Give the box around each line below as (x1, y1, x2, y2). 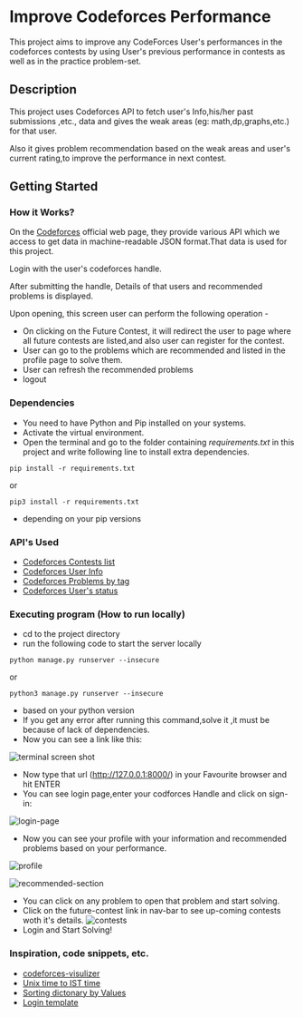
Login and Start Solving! (22, 924, 113, 935)
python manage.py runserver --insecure (9, 656, 160, 665)
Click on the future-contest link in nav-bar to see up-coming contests (22, 905, 281, 916)
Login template (22, 996, 79, 1008)
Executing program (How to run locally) (9, 608, 185, 621)
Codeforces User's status (22, 585, 118, 596)
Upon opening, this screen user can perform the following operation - (9, 308, 270, 319)
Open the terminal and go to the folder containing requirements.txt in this (22, 436, 295, 447)
